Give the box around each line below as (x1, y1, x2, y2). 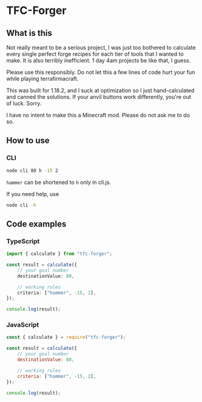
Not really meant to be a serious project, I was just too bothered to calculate (6, 44, 196, 51)
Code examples (6, 219, 67, 229)
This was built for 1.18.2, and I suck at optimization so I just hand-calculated (6, 87, 195, 94)
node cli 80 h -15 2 (6, 168, 59, 174)
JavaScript (6, 321, 39, 329)
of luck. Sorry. (6, 100, 42, 107)
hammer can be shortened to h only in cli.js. (6, 179, 111, 186)
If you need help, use (6, 190, 59, 197)
